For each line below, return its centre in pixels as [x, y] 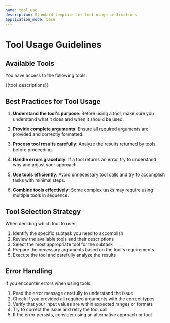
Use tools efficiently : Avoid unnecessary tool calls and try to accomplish [89, 175]
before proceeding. [33, 150]
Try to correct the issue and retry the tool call [60, 309]
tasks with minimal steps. [39, 180]
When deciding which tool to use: [40, 224]
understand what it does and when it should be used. [68, 119]
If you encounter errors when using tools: [48, 283]
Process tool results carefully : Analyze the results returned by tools [84, 144]
